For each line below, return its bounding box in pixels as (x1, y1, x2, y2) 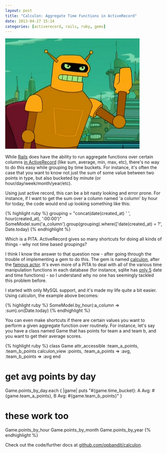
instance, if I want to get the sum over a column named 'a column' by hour (5, 195, 158, 201)
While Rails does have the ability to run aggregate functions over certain (5, 154, 154, 160)
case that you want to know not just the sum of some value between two (5, 170, 155, 176)
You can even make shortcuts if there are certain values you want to (5, 317, 146, 323)
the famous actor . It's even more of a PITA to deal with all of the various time (5, 261, 162, 267)
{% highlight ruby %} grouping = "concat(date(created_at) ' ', (5, 210, 131, 216)
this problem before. (5, 277, 47, 283)
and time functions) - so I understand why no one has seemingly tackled (5, 272, 154, 278)
